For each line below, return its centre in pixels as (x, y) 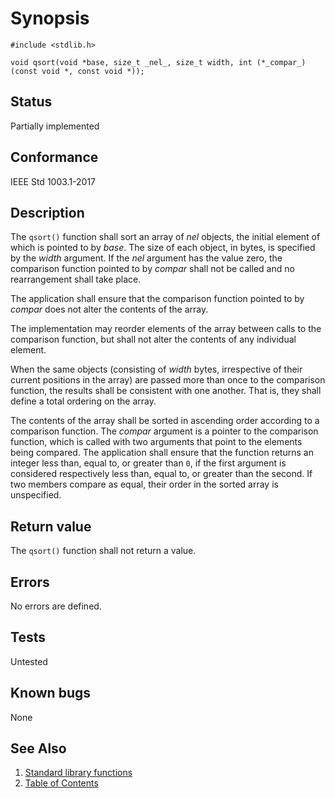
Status (31, 102)
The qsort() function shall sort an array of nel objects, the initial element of (165, 237)
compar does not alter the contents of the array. (109, 309)
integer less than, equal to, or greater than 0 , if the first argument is (148, 463)
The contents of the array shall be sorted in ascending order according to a (165, 421)
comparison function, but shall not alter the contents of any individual (153, 339)
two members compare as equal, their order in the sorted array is (144, 484)
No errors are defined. (56, 606)
